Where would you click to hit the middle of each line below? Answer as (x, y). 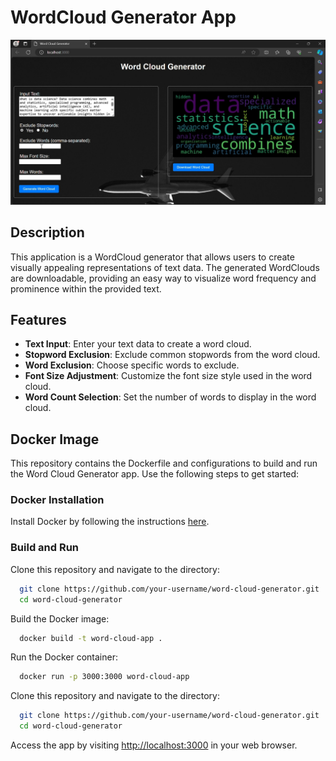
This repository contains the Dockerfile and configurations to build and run (164, 463)
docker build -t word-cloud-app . (91, 638)
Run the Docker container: (64, 657)
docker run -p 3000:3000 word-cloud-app (104, 677)
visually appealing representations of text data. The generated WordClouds (165, 267)
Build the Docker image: (60, 618)
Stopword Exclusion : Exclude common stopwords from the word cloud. (172, 355)
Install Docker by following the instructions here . (110, 522)
